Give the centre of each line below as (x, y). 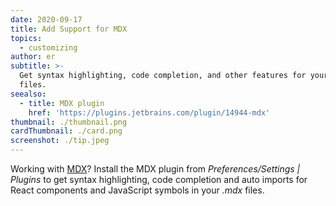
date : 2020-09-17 (46, 19)
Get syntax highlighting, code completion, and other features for (163, 76)
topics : (26, 38)
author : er (33, 57)
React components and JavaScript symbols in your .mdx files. (137, 190)
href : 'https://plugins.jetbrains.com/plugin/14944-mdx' (149, 112)
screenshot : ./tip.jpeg (60, 141)
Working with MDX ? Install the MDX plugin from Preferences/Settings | (155, 169)
